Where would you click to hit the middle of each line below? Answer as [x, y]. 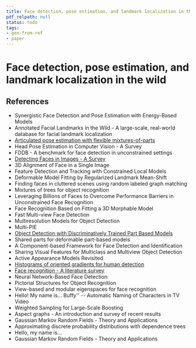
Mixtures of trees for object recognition [62, 190]
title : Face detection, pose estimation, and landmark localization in [95, 11]
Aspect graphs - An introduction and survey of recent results [88, 314]
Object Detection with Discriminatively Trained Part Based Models [94, 233]
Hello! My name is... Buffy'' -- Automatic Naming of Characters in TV [97, 295]
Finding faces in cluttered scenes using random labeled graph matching [101, 184]
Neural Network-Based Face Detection [61, 277]
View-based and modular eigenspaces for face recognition [85, 289]
